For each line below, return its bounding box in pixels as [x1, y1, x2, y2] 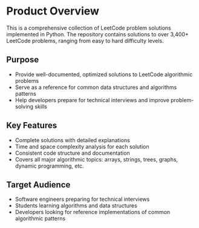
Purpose [6, 54, 39, 65]
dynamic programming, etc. [15, 162, 85, 169]
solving [15, 103, 34, 110]
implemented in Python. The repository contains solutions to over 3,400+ [6, 30, 189, 37]
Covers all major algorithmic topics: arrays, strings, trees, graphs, [15, 155, 178, 163]
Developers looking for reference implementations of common [15, 209, 171, 216]
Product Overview [6, 4, 100, 18]
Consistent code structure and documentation [15, 149, 130, 157]
